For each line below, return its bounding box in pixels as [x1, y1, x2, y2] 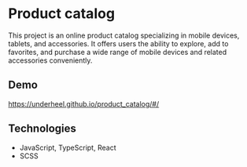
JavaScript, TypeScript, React [19, 143, 116, 152]
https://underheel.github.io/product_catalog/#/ [8, 99, 160, 108]
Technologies [8, 122, 77, 136]
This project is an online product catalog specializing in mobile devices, [8, 31, 240, 40]
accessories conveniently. [8, 56, 93, 65]
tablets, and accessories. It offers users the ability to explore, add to [8, 38, 229, 48]
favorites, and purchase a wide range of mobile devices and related [8, 47, 227, 56]
